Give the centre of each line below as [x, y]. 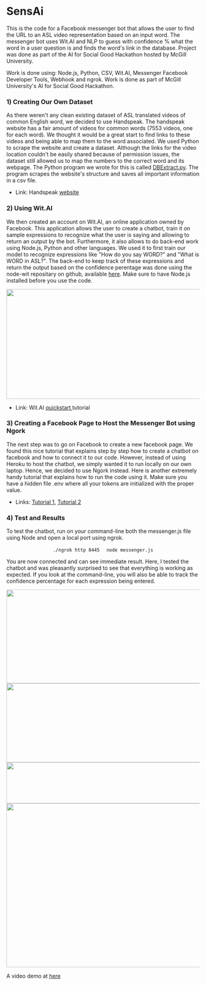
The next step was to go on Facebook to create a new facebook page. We [100, 444]
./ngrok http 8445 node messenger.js [103, 550]
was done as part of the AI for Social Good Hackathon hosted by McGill [97, 54]
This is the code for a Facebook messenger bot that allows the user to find [100, 28]
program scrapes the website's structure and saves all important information [103, 174]
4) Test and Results [36, 518]
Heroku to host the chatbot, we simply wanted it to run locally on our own [99, 464]
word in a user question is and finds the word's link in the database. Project [101, 48]
